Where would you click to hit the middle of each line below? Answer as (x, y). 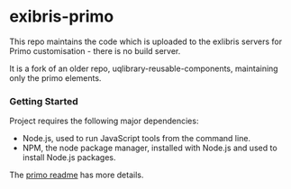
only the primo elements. (55, 77)
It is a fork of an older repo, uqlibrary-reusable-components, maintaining (144, 68)
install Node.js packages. (69, 157)
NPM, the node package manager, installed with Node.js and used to (150, 148)
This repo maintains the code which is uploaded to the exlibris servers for (145, 41)
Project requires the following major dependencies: (104, 121)
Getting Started (44, 101)
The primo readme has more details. (77, 175)
